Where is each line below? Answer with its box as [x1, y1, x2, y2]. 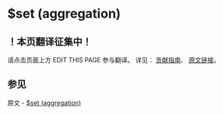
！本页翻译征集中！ [7, 35, 92, 47]
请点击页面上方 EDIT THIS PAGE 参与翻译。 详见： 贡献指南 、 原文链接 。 [7, 56, 221, 64]
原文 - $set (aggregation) [7, 98, 81, 107]
